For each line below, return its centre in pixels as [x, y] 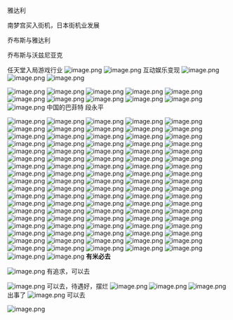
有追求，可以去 [68, 271]
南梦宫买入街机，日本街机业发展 [53, 25]
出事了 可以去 [46, 295]
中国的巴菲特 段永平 [75, 107]
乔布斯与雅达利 [29, 40]
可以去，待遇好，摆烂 [78, 286]
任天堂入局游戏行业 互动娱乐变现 [94, 70]
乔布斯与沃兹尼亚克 [35, 55]
